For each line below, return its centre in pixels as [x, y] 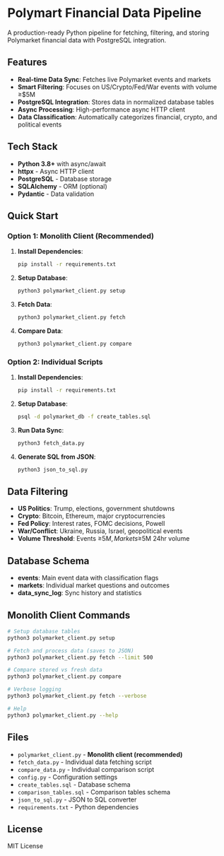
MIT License [25, 846]
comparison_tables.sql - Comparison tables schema [94, 792]
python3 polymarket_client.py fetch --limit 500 [80, 657]
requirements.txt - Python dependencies [78, 807]
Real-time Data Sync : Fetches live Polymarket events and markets [114, 79]
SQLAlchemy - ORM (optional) [62, 186]
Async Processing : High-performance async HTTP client [101, 109]
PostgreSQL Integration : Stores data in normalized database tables [116, 102]
